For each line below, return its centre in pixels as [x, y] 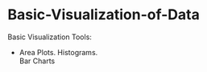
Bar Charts [37, 61]
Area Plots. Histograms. [58, 52]
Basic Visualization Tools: [50, 37]
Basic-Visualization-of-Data [104, 15]
